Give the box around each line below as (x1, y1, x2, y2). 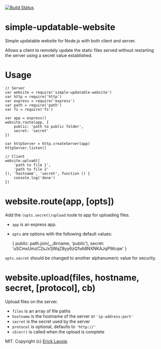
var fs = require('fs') (5, 107, 54, 112)
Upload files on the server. (5, 298, 58, 305)
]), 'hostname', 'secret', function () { (5, 171, 90, 176)
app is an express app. (12, 221, 57, 227)
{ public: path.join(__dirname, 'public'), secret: (12, 240, 105, 246)
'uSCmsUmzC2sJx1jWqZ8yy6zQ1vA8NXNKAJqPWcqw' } (12, 246, 127, 251)
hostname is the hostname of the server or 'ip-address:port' (12, 313, 134, 319)
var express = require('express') (5, 98, 75, 103)
